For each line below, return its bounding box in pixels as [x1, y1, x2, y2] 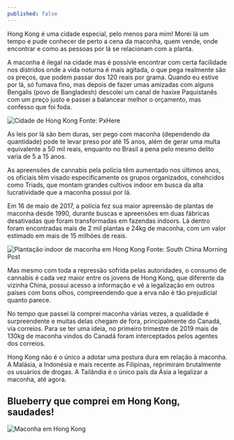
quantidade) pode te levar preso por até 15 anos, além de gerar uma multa [7, 137, 221, 146]
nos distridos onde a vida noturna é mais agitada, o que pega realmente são [7, 65, 226, 74]
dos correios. [7, 339, 45, 348]
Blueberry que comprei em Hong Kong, [7, 395, 180, 407]
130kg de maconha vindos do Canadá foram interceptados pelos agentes [7, 331, 218, 340]
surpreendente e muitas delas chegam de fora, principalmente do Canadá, [7, 317, 221, 325]
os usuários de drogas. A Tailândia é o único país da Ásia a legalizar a [7, 367, 208, 376]
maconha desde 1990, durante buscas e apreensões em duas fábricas [7, 209, 210, 217]
